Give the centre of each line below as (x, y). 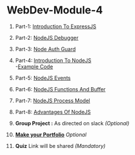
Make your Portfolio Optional (51, 135)
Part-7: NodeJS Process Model (53, 101)
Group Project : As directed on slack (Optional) (72, 123)
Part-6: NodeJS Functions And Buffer (60, 89)
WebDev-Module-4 (55, 10)
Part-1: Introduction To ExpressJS (55, 26)
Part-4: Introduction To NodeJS (53, 60)
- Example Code (34, 66)
